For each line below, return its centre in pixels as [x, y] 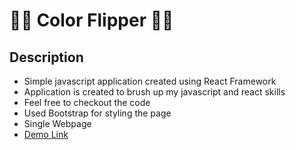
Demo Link [46, 134]
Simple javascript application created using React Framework [150, 81]
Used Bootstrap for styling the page [97, 113]
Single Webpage [57, 123]
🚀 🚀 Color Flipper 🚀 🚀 [91, 20]
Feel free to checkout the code [87, 102]
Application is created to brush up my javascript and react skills [154, 92]
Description [46, 57]
